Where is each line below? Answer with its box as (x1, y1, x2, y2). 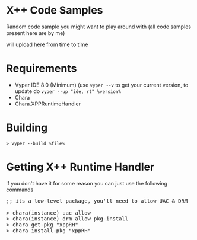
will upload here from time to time (6, 41, 88, 48)
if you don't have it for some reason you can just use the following (6, 180, 168, 187)
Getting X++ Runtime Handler (6, 161, 155, 174)
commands (6, 186, 34, 193)
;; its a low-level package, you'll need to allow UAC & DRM (6, 197, 188, 204)
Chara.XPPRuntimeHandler (14, 100, 81, 107)
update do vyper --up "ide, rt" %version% (14, 87, 122, 95)
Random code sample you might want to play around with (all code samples (6, 23, 192, 30)
